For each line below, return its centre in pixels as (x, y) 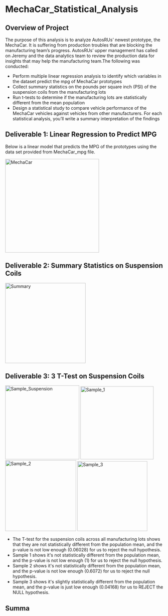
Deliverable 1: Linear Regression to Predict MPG (81, 135)
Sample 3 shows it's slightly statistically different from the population (84, 582)
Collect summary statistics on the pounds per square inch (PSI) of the (85, 87)
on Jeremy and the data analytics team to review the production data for (80, 56)
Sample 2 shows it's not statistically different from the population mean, (87, 566)
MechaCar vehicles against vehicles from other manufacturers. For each (87, 113)
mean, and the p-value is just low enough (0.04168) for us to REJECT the (88, 587)
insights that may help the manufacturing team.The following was (73, 61)
